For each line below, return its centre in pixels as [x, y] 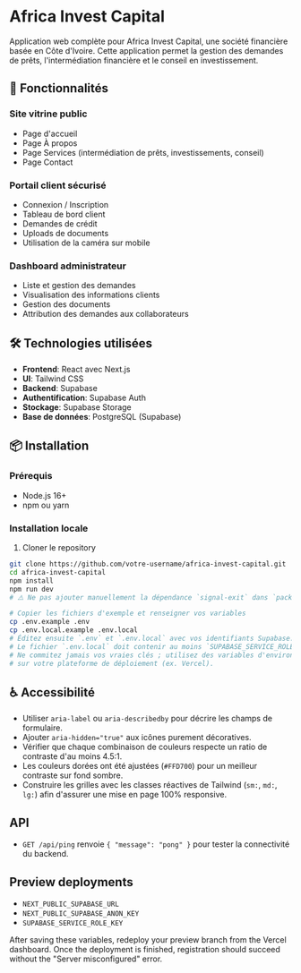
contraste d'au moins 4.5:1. [72, 756]
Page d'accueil [50, 133]
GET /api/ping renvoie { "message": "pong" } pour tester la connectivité [156, 844]
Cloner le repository [59, 548]
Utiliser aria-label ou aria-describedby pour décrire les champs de [147, 719]
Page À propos [50, 143]
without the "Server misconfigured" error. [86, 959]
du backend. [45, 854]
